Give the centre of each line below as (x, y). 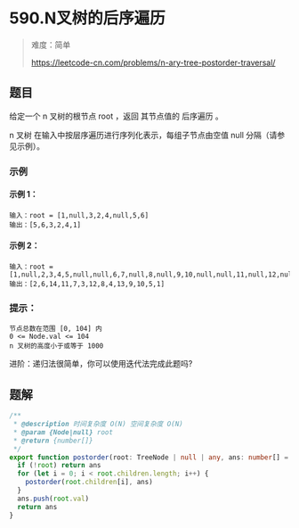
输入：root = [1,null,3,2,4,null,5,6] (79, 215)
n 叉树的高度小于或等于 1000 (57, 346)
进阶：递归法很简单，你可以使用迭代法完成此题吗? (101, 364)
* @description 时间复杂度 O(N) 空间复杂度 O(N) (98, 425)
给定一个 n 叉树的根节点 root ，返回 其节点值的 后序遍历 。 (117, 116)
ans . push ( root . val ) (53, 499)
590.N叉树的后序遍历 (88, 18)
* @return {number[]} (53, 441)
